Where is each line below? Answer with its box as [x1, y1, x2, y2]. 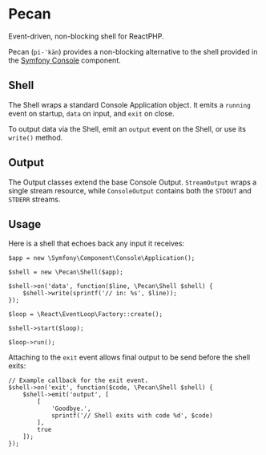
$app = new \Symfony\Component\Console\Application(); [8, 254, 195, 262]
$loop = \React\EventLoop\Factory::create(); [8, 311, 163, 319]
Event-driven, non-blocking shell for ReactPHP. [8, 31, 164, 41]
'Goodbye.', [50, 404, 91, 413]
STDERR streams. [8, 194, 61, 204]
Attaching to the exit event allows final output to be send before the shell [8, 352, 251, 362]
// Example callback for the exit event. [8, 376, 149, 385]
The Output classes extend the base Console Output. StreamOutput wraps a [8, 177, 257, 187]
